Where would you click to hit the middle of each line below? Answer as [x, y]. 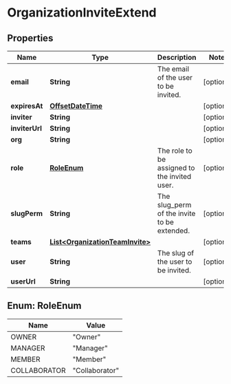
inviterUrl [26, 128]
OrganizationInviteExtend [82, 13]
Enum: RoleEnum [44, 306]
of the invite [176, 213]
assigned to [176, 168]
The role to [175, 151]
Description [177, 57]
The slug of [176, 253]
